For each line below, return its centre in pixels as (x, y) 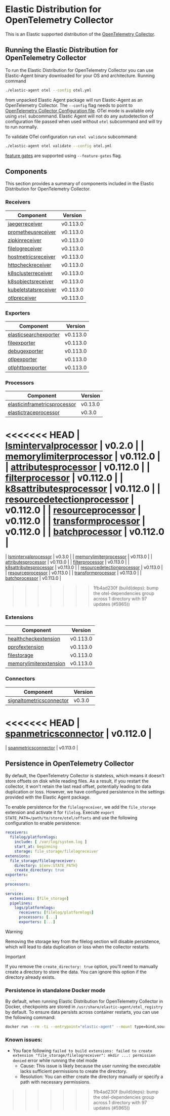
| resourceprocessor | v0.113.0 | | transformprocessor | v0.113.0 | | (73, 573)
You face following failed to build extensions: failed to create (82, 1051)
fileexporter (22, 343)
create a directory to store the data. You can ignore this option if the (76, 972)
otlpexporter (23, 359)
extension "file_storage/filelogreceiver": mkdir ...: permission (84, 1056)
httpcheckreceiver (30, 265)
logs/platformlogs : (35, 908)
